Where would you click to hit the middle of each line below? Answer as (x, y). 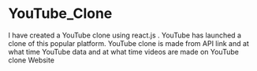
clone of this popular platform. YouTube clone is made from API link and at (129, 43)
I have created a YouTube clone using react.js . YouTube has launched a (125, 35)
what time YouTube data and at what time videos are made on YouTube (123, 51)
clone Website (32, 60)
